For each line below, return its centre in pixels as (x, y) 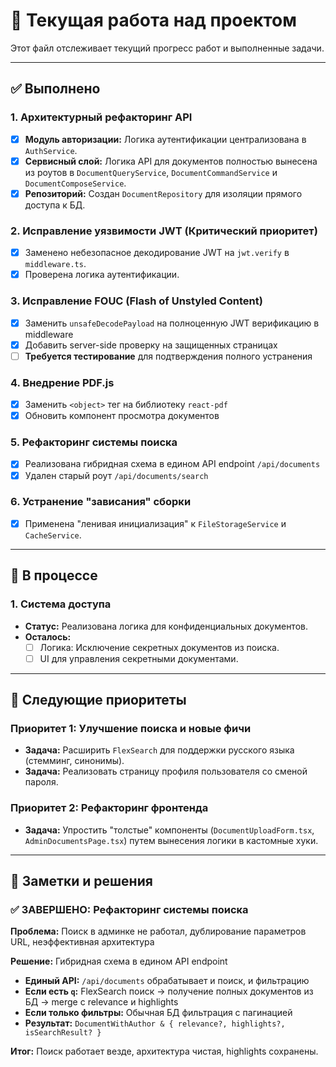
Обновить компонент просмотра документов (122, 416)
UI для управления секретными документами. (139, 658)
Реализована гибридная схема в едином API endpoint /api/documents (172, 464)
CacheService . (53, 535)
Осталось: (48, 636)
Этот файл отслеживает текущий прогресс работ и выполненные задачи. (167, 48)
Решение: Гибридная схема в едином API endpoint (119, 961)
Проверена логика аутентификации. (102, 275)
